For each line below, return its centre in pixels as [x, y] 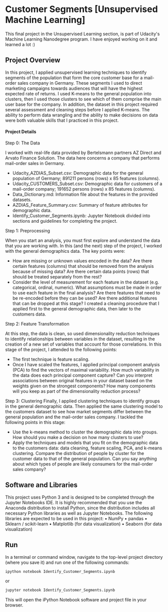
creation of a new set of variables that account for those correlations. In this [83, 344]
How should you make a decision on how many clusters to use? [78, 437]
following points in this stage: [35, 422]
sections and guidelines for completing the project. [65, 221]
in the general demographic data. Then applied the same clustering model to [84, 406]
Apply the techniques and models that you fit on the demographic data [85, 442]
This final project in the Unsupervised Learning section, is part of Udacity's [82, 34]
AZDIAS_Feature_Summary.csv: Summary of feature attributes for [80, 205]
